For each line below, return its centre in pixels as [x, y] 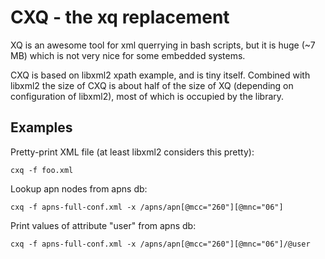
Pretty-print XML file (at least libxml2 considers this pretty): [132, 152]
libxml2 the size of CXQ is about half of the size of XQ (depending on [152, 85]
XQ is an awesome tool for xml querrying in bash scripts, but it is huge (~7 [163, 45]
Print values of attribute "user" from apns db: [103, 225]
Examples [41, 127]
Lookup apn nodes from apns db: [79, 188]
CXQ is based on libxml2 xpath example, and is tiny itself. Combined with [160, 75]
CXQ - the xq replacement [120, 17]
